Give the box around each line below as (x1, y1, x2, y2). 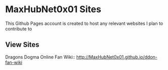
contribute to (5, 25, 32, 31)
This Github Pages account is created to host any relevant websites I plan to (5, 20, 163, 26)
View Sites (5, 41, 39, 49)
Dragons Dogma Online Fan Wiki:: (5, 54, 76, 60)
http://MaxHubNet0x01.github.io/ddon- (76, 54, 158, 60)
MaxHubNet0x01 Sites (5, 4, 101, 15)
